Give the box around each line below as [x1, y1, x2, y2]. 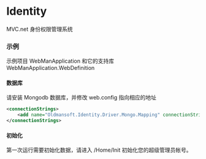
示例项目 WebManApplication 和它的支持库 [6, 57, 115, 65]
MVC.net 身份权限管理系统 [6, 25, 74, 33]
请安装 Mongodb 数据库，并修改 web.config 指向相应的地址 [6, 94, 156, 101]
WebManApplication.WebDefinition [6, 64, 95, 72]
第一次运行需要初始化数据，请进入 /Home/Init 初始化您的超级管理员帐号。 [6, 146, 192, 154]
